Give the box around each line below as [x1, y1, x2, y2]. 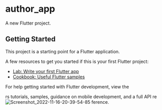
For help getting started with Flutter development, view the [5, 83, 129, 90]
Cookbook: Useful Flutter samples [12, 74, 85, 80]
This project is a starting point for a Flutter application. [5, 48, 120, 54]
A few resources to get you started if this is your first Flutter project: [5, 58, 149, 64]
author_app [5, 3, 55, 15]
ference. [91, 99, 109, 105]
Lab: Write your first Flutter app [12, 68, 79, 74]
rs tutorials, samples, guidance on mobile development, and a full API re [5, 93, 157, 100]
